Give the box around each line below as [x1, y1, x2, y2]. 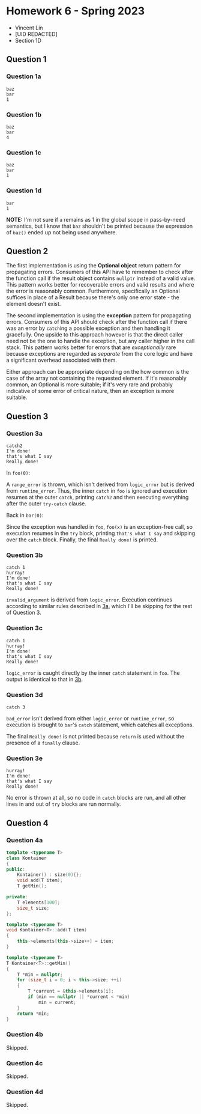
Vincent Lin [14, 24, 43, 31]
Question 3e [6, 754, 43, 762]
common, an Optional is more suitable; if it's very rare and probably [6, 381, 173, 388]
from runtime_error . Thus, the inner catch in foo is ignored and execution [6, 487, 187, 495]
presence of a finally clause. [6, 739, 80, 746]
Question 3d [6, 690, 43, 699]
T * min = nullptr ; [17, 972, 63, 978]
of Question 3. [6, 609, 41, 616]
